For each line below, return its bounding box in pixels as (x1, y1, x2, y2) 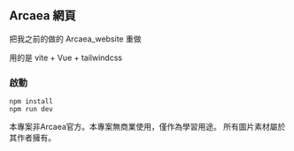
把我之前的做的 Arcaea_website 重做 (9, 34, 142, 44)
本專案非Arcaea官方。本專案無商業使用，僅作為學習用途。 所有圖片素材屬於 (9, 122, 286, 132)
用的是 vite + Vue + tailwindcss (9, 52, 122, 63)
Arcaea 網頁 (9, 8, 77, 24)
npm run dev (9, 105, 53, 114)
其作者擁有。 (9, 132, 56, 143)
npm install (9, 97, 53, 106)
